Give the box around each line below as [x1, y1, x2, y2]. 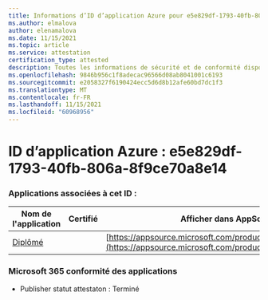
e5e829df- [168, 143, 242, 160]
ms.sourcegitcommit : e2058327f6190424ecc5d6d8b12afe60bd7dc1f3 [8, 78, 223, 86]
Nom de [21, 208, 52, 219]
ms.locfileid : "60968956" [8, 109, 94, 116]
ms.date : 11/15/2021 [8, 34, 77, 42]
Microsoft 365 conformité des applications [8, 266, 178, 277]
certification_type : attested [8, 57, 109, 65]
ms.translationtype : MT [8, 85, 88, 94]
